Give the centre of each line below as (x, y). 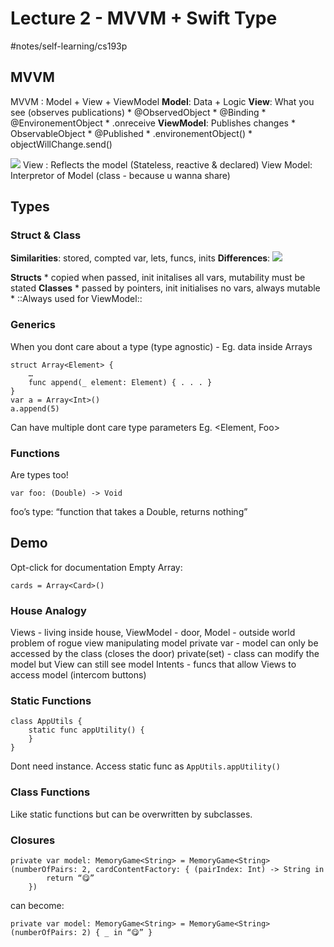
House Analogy (48, 610)
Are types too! (39, 475)
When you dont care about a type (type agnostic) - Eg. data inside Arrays (161, 346)
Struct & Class (46, 235)
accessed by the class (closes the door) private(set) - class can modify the (165, 654)
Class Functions (50, 792)
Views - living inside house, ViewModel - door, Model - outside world (153, 633)
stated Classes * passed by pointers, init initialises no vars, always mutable (165, 288)
